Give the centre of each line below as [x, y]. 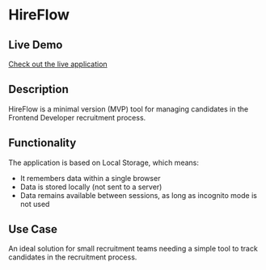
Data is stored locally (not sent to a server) [91, 187]
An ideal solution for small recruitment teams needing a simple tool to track [133, 249]
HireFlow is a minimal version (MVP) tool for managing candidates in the [129, 109]
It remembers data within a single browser [90, 178]
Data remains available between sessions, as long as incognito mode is [138, 195]
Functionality [42, 143]
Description [38, 89]
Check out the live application [58, 64]
